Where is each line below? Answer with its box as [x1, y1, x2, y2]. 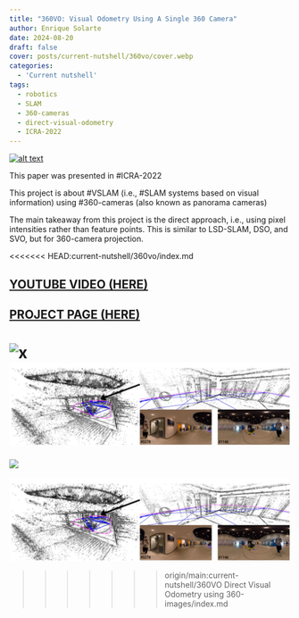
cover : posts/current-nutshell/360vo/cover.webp [9, 52, 194, 62]
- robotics [17, 89, 58, 98]
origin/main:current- [164, 570, 239, 580]
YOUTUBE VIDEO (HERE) [9, 277, 149, 292]
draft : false [9, 43, 58, 52]
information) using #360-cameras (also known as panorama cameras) [9, 197, 268, 208]
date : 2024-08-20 [9, 33, 74, 42]
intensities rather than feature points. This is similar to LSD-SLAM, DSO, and [9, 224, 288, 235]
